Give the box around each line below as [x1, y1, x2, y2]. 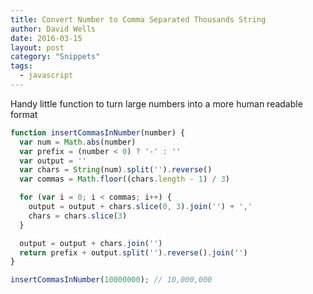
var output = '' [19, 156, 87, 166]
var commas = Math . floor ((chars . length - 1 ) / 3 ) [19, 174, 230, 185]
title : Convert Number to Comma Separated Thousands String [10, 14, 267, 25]
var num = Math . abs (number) [19, 137, 137, 147]
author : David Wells [10, 24, 97, 34]
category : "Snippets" [10, 52, 101, 62]
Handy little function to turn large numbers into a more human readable [10, 97, 303, 110]
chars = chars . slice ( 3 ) [28, 211, 128, 221]
